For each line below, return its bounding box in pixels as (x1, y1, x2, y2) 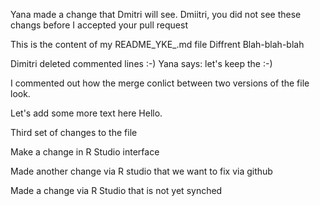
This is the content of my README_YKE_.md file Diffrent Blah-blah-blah (10, 39, 305, 50)
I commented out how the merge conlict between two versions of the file (10, 77, 310, 89)
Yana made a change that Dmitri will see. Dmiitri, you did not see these (10, 9, 302, 20)
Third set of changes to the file (10, 127, 138, 138)
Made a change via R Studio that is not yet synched (10, 185, 223, 196)
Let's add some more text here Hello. (10, 107, 163, 119)
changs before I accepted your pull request (10, 19, 188, 31)
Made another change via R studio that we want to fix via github (10, 165, 273, 177)
